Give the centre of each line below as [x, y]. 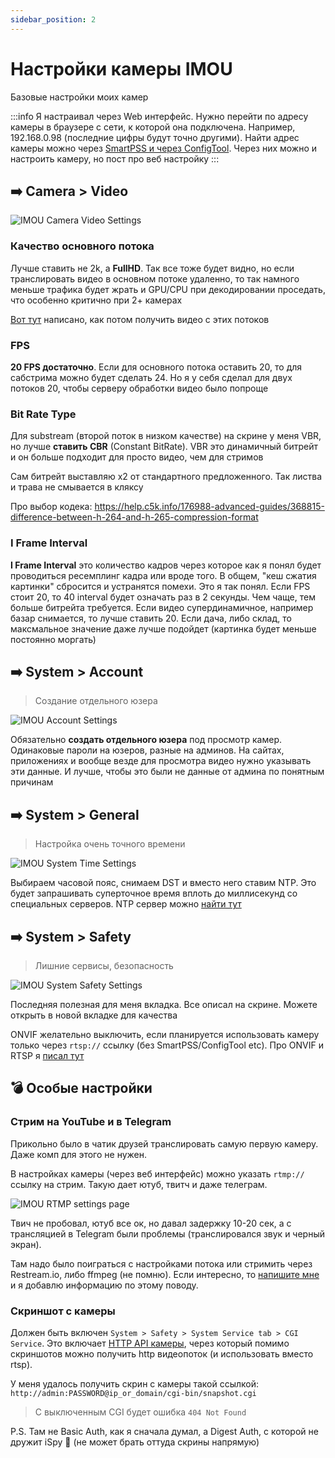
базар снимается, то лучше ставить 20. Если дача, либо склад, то [151, 618]
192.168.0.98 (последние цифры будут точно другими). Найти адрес [155, 137]
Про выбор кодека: [51, 507]
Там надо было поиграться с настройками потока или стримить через [161, 1263]
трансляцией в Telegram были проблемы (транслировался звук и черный [167, 1233]
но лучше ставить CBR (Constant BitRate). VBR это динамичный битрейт [164, 447]
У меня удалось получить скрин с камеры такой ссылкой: [135, 1383]
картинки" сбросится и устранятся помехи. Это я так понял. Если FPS [160, 586]
